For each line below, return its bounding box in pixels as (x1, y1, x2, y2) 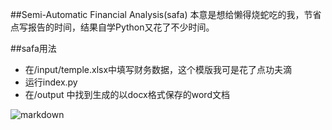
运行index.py (24, 76, 78, 88)
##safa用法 (10, 43, 57, 54)
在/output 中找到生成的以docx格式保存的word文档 (24, 89, 230, 100)
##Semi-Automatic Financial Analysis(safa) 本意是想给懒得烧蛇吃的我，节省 (10, 9, 322, 20)
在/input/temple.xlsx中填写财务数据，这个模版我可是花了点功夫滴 (24, 64, 293, 75)
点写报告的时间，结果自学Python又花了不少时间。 (10, 21, 215, 33)
